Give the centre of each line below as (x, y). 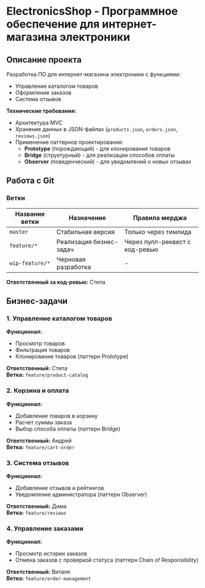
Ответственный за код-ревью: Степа (56, 282)
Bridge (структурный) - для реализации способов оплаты (99, 155)
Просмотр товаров (40, 343)
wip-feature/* (30, 263)
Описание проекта (44, 59)
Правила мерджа (160, 218)
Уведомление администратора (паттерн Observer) (81, 494)
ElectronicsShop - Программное (92, 11)
